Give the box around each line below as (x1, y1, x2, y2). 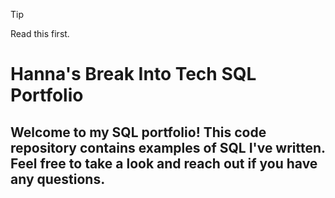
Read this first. (10, 28, 70, 39)
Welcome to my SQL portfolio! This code (10, 124, 267, 141)
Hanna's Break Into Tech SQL (10, 63, 257, 86)
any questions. (10, 170, 106, 188)
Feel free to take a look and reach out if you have (10, 155, 318, 172)
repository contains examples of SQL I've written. (10, 139, 326, 156)
